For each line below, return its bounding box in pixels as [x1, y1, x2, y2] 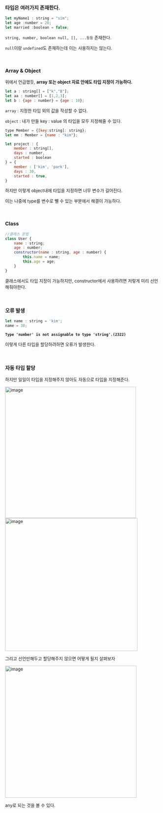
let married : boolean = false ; [5, 25, 69, 30]
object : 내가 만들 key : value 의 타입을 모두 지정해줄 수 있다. [5, 118, 122, 124]
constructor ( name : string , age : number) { [14, 250, 107, 255]
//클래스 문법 [5, 231, 29, 236]
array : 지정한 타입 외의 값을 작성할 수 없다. [5, 108, 88, 113]
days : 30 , [14, 169, 36, 174]
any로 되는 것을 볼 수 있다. [5, 802, 55, 808]
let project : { [5, 142, 38, 147]
